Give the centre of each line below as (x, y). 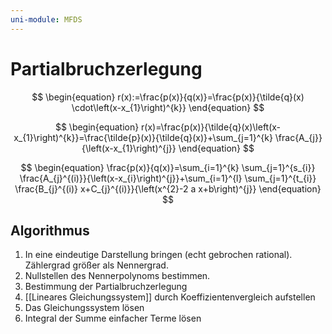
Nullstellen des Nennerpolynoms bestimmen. (117, 276)
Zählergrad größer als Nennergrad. (96, 265)
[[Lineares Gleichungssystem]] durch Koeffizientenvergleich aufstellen (170, 297)
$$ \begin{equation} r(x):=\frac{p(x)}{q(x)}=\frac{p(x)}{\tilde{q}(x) (168, 97)
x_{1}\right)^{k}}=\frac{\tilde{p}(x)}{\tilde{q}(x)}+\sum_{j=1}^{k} (143, 137)
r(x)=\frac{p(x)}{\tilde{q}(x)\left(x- (211, 127)
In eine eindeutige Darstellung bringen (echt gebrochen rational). (158, 255)
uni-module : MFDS (46, 19)
